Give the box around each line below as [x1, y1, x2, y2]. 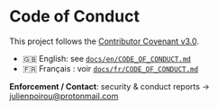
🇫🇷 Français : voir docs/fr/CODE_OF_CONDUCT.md [22, 63, 199, 73]
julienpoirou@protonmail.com [9, 90, 119, 101]
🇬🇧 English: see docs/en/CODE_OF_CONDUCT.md [22, 53, 191, 63]
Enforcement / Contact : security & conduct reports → [9, 80, 210, 91]
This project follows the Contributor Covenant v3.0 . [9, 36, 200, 47]
